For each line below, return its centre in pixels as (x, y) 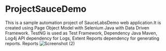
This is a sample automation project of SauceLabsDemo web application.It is (83, 23)
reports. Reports (22, 43)
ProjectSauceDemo (46, 9)
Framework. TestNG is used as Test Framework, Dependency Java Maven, (81, 33)
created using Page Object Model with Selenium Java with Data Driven (77, 27)
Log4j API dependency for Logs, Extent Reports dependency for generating (82, 38)
